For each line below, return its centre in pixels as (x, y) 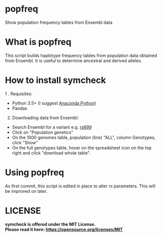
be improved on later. (26, 191)
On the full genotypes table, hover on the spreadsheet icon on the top (82, 148)
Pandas (20, 108)
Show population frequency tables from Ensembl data (59, 22)
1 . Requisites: (19, 94)
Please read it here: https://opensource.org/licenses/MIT (64, 229)
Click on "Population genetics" (43, 132)
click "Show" (25, 142)
